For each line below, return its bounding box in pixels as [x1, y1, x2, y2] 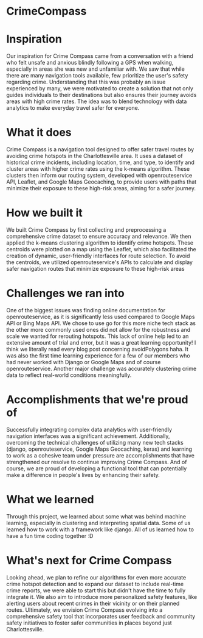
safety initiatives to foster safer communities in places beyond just [6, 619, 172, 626]
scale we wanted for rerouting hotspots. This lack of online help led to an [6, 332, 189, 340]
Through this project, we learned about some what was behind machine [6, 512, 187, 520]
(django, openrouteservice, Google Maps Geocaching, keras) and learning [6, 445, 193, 453]
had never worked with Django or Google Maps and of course [6, 358, 161, 365]
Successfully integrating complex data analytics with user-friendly [6, 426, 172, 433]
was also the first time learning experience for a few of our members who [6, 352, 190, 359]
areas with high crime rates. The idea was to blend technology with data [6, 98, 187, 105]
